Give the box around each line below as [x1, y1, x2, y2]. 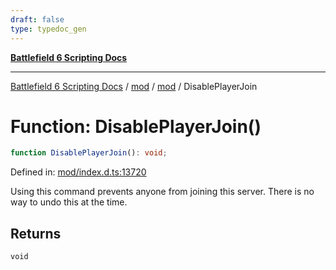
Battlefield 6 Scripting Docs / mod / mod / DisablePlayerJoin [10, 80, 258, 92]
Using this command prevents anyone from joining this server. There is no [10, 186, 315, 198]
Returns [10, 225, 62, 242]
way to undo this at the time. [10, 196, 128, 208]
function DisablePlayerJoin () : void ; [10, 148, 168, 158]
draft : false [10, 14, 65, 25]
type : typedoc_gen [10, 24, 87, 34]
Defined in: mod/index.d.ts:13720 [10, 166, 147, 178]
